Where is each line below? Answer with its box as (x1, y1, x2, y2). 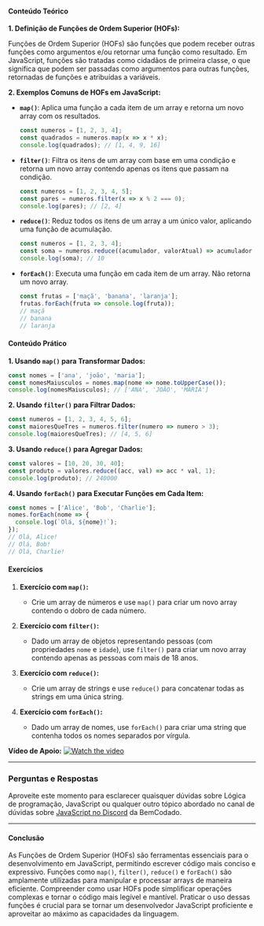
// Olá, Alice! (8, 533, 58, 541)
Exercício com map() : (19, 582, 89, 591)
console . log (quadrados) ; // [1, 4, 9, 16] (19, 141, 161, 149)
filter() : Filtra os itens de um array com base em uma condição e (19, 155, 236, 165)
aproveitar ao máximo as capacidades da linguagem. (8, 909, 179, 919)
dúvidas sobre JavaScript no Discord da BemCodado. (8, 808, 182, 817)
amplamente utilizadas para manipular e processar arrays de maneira (8, 876, 233, 885)
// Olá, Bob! (8, 540, 51, 548)
